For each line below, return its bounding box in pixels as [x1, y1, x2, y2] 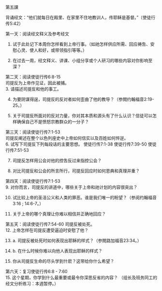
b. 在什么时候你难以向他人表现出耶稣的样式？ [12, 248, 103, 254]
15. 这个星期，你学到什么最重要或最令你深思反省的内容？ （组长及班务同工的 [5, 275, 158, 280]
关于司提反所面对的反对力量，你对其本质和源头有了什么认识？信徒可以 [12, 113, 153, 118]
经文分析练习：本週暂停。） [5, 281, 59, 286]
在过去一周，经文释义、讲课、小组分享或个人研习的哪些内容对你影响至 [12, 58, 153, 63]
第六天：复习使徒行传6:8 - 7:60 [5, 269, 68, 274]
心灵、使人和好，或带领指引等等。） [16, 48, 87, 53]
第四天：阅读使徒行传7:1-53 [5, 178, 60, 184]
